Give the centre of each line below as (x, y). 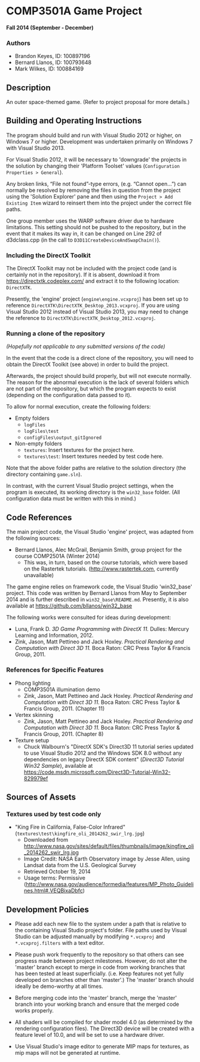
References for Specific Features (55, 670)
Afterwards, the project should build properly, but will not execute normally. (99, 376)
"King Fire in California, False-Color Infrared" (70, 827)
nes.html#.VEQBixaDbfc (53, 891)
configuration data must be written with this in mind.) (71, 499)
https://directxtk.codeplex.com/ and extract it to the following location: (93, 281)
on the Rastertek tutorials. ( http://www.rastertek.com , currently (101, 569)
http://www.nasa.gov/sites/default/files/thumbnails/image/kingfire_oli (109, 846)
